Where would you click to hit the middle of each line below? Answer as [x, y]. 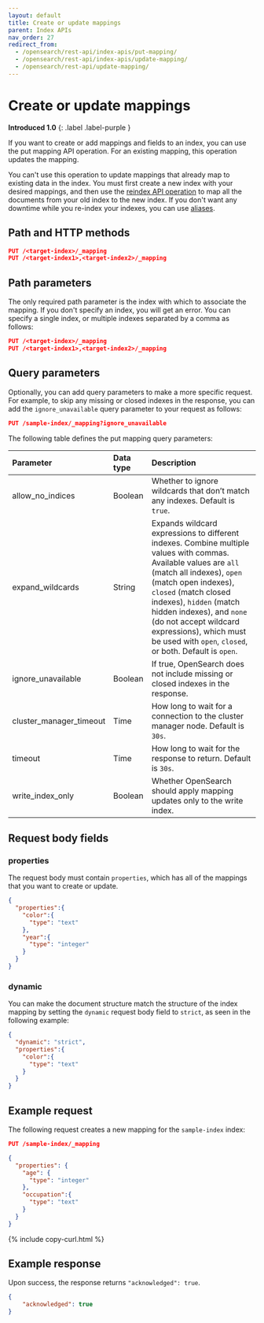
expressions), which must [199, 631]
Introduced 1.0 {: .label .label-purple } [70, 127]
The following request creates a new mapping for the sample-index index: [127, 1129]
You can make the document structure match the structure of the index [123, 1003]
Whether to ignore [185, 481]
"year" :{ [37, 937]
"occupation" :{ [47, 1195]
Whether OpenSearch [191, 781]
